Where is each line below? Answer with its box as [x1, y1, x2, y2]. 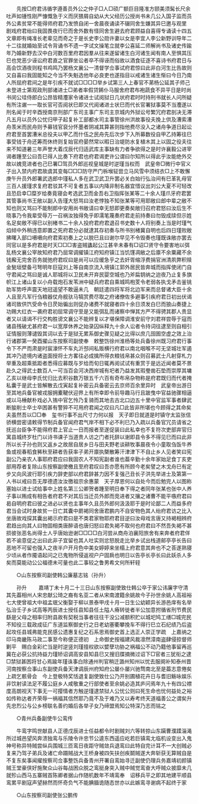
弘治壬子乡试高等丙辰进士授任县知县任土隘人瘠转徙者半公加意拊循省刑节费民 [6, 606, 192, 613]
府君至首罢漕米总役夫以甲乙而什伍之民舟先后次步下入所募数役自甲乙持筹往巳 [6, 131, 192, 138]
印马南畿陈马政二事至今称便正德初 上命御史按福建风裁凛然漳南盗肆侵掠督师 [6, 636, 192, 643]
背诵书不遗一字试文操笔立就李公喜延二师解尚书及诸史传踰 [52, 42, 192, 49]
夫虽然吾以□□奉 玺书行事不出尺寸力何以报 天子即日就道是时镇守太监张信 [6, 411, 192, 418]
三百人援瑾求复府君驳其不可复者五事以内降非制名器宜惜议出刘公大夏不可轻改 [6, 183, 192, 189]
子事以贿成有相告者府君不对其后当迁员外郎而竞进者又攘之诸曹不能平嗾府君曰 [6, 493, 192, 499]
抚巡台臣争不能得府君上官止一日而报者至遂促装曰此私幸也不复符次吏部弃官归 [6, 426, 192, 433]
